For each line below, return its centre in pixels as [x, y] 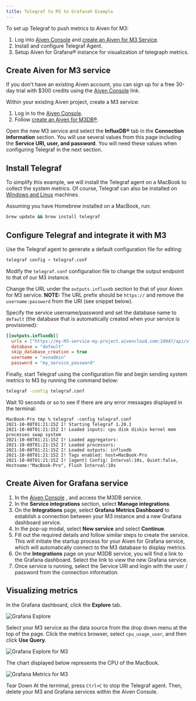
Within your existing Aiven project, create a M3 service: [73, 102]
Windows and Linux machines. [43, 195]
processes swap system [34, 434]
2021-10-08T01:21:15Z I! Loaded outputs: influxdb [69, 450]
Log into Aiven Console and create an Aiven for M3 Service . [86, 39]
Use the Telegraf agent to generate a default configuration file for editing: [94, 249]
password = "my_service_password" [53, 363]
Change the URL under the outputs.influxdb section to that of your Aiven [94, 288]
